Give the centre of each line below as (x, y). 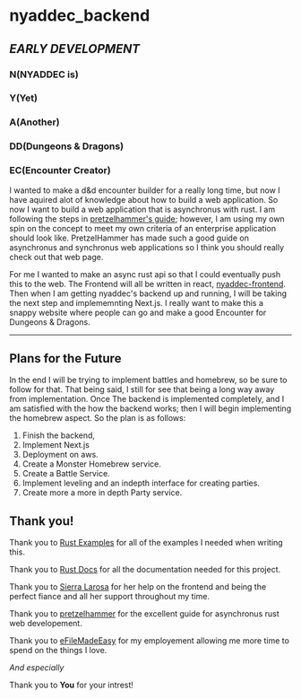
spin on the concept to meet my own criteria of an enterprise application (142, 228)
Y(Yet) (24, 98)
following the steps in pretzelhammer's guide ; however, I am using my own (147, 218)
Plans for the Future (65, 358)
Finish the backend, (59, 435)
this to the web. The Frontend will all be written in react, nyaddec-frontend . (148, 284)
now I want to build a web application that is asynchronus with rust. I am (142, 209)
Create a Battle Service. (66, 474)
